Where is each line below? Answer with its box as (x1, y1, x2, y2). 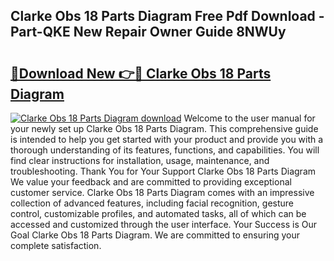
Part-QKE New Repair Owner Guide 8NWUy (10, 24, 287, 41)
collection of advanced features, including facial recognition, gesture (10, 197, 295, 209)
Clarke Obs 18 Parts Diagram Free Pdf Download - (10, 8, 325, 25)
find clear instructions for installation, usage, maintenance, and (10, 155, 270, 166)
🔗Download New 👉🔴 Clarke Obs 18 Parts (10, 65, 272, 82)
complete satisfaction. (10, 240, 102, 251)
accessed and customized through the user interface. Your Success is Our (10, 219, 317, 230)
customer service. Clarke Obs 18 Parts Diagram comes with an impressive (10, 187, 315, 198)
